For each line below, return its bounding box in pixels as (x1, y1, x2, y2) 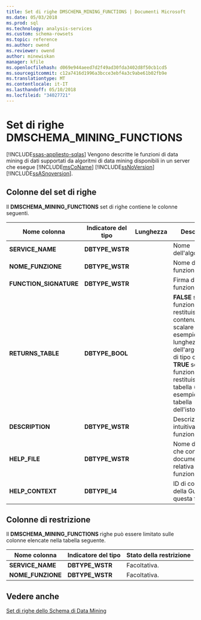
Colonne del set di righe (6, 187, 97, 198)
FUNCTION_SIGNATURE (9, 279, 79, 288)
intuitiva (173, 422, 196, 431)
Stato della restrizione (126, 551, 191, 559)
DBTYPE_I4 (84, 486, 117, 495)
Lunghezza (135, 227, 167, 235)
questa (173, 494, 193, 503)
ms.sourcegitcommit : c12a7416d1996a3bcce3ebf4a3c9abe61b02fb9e (6, 70, 167, 76)
